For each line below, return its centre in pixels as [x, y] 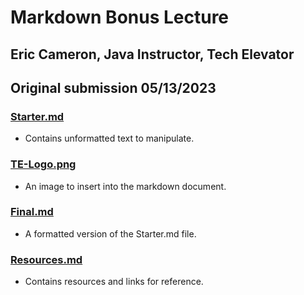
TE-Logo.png [43, 164]
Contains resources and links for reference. [114, 282]
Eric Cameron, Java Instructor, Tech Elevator [152, 54]
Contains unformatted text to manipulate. [109, 138]
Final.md [32, 212]
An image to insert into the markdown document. [125, 186]
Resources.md [46, 259]
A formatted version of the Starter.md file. [110, 233]
